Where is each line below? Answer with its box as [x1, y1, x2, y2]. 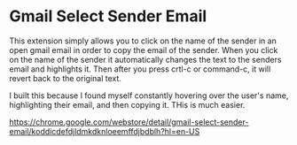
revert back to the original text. [9, 72, 122, 83]
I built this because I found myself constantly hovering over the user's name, [9, 90, 289, 101]
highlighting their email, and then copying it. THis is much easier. [9, 99, 246, 110]
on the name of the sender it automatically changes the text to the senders [9, 54, 282, 65]
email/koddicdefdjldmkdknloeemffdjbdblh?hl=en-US [9, 126, 200, 136]
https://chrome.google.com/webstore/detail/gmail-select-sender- [9, 117, 249, 127]
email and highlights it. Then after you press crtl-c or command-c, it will [9, 64, 271, 74]
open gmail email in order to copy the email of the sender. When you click [9, 44, 278, 55]
